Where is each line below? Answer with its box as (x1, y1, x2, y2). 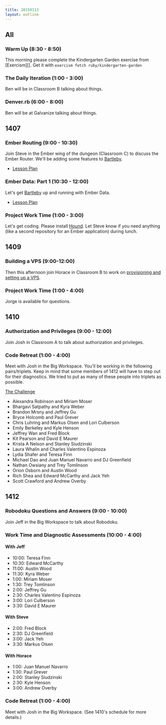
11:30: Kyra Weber (12, 570, 50, 576)
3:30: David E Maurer (12, 602, 56, 608)
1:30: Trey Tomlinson (12, 581, 55, 587)
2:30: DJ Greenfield (12, 630, 53, 636)
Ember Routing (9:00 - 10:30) (5, 139, 78, 146)
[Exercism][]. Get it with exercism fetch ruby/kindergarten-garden (5, 62, 142, 68)
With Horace (5, 652, 32, 658)
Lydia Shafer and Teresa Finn (12, 451, 72, 457)
